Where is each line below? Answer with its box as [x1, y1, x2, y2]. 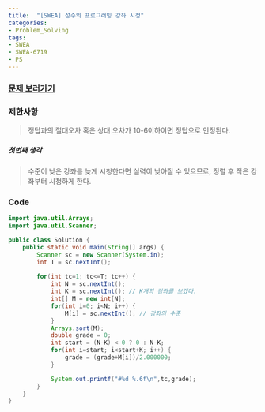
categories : [8, 19, 47, 27]
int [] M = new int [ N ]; [50, 295, 126, 303]
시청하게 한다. [48, 177, 92, 186]
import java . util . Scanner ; [8, 222, 97, 230]
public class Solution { [8, 236, 90, 245]
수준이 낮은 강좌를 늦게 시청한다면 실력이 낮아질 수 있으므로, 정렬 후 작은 [27, 167, 249, 176]
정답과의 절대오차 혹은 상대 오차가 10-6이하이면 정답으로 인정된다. [27, 125, 231, 135]
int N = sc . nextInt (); [50, 280, 126, 288]
